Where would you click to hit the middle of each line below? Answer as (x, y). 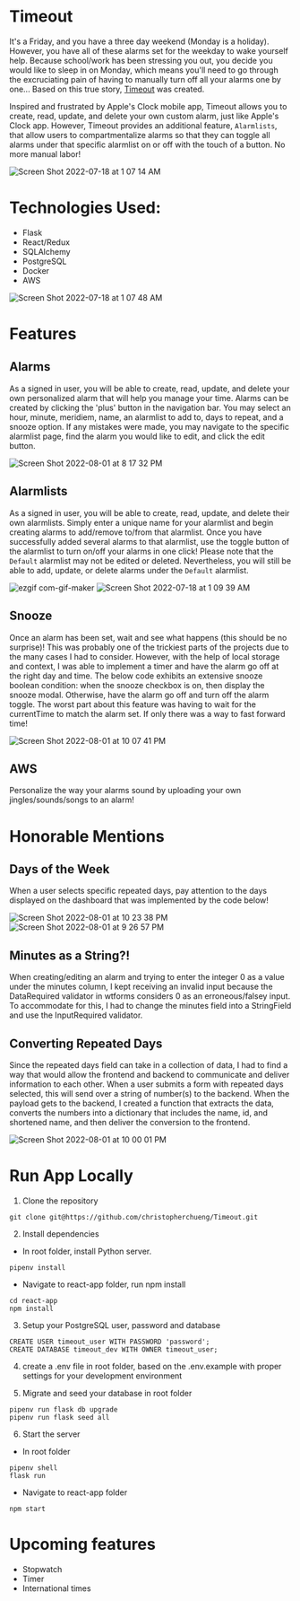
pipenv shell (34, 1468)
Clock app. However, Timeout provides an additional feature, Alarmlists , (143, 125)
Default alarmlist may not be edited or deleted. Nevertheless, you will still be (150, 560)
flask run (28, 1475)
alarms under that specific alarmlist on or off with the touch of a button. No (147, 144)
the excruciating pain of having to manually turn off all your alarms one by (146, 79)
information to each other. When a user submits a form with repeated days (146, 1084)
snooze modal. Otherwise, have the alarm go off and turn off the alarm (139, 695)
